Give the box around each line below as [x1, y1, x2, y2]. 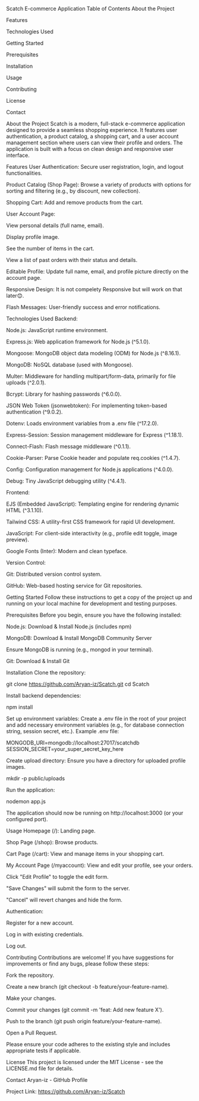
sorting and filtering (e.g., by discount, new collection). [6, 187, 141, 194]
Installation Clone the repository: [6, 669, 86, 676]
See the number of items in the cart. [6, 245, 94, 252]
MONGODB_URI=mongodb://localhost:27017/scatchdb [6, 739, 140, 746]
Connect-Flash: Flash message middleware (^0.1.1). [6, 443, 131, 450]
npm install [6, 703, 33, 711]
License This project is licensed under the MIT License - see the [6, 1059, 163, 1065]
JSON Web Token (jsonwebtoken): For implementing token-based [6, 402, 168, 409]
